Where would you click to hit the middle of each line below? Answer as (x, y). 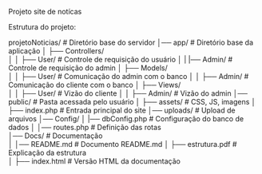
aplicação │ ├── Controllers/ (56, 51)
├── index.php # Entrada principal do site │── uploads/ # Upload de (122, 110)
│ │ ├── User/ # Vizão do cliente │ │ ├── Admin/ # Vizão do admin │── (128, 93)
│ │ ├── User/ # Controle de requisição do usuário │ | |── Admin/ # (121, 59)
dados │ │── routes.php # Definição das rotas (85, 127)
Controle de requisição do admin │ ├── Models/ (88, 68)
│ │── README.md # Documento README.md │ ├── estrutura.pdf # (123, 144)
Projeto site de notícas (45, 12)
